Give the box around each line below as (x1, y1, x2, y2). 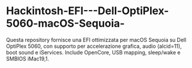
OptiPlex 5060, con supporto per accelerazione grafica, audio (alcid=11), (6, 43, 182, 50)
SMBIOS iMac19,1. (6, 55, 49, 62)
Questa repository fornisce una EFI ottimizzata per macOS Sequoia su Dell (6, 36, 187, 43)
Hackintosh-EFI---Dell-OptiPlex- (6, 4, 169, 18)
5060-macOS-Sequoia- (6, 17, 125, 30)
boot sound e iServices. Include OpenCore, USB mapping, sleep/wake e (6, 48, 181, 56)
